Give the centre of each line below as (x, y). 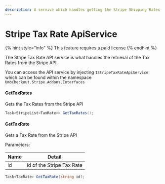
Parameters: (18, 145)
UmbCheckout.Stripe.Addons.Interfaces (45, 82)
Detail (55, 157)
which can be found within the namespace (48, 77)
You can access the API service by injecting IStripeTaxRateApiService (77, 72)
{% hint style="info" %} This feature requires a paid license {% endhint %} (81, 48)
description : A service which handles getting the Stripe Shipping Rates (83, 10)
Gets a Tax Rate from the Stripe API (41, 135)
